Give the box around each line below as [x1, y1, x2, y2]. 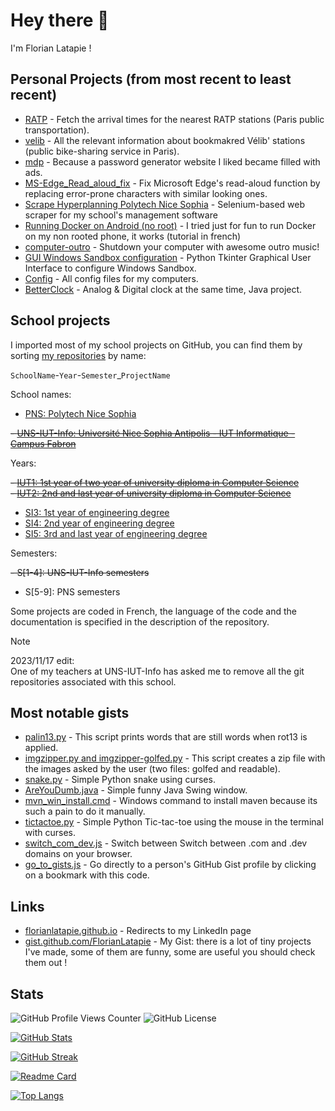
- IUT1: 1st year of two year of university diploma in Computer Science [10, 476, 300, 488]
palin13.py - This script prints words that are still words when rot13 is [24, 731, 308, 743]
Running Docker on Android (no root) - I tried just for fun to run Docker [24, 219, 317, 231]
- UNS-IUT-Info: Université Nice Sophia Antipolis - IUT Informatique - [10, 427, 296, 439]
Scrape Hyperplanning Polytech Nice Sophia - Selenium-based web [24, 198, 306, 210]
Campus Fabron [10, 437, 77, 449]
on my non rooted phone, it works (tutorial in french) [24, 230, 242, 242]
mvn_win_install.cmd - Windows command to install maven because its [24, 795, 318, 807]
